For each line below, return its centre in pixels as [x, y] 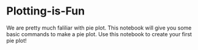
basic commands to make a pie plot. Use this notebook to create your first [99, 34]
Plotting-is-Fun [46, 11]
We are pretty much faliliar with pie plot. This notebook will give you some [99, 28]
